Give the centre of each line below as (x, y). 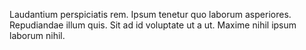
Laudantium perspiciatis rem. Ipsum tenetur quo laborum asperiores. (150, 14)
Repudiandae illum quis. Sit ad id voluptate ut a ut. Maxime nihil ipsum (153, 25)
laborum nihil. (37, 35)
